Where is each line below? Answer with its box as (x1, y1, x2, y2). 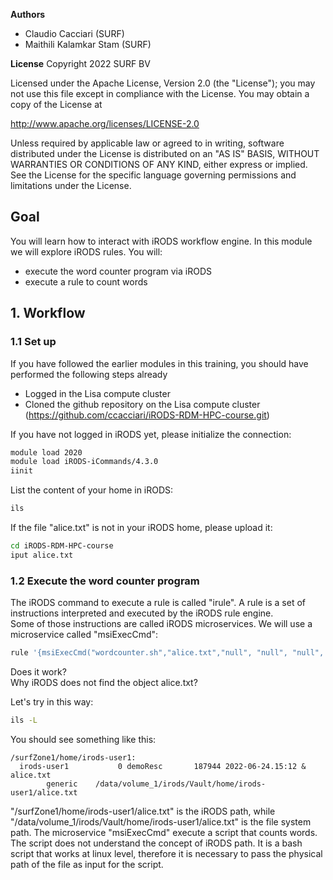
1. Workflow (10, 305, 86, 322)
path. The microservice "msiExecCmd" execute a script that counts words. (10, 826, 318, 838)
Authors (10, 9, 46, 20)
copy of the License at (10, 99, 103, 110)
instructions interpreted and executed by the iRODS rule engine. (10, 607, 274, 619)
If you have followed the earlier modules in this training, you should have (10, 357, 309, 369)
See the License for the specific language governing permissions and (10, 169, 297, 181)
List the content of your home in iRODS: (10, 484, 174, 496)
